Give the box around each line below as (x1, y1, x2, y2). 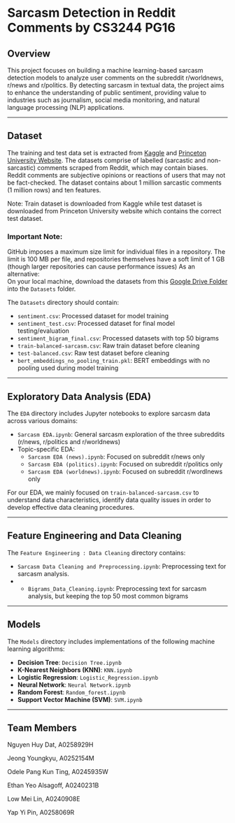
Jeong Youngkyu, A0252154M (7, 754, 94, 763)
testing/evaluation (17, 327, 70, 335)
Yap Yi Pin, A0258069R (7, 808, 75, 817)
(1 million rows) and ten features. (7, 185, 101, 194)
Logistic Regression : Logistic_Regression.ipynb (17, 673, 159, 681)
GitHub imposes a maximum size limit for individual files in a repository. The (7, 248, 226, 256)
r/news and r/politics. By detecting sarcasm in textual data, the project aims (7, 81, 225, 89)
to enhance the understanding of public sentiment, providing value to (7, 89, 206, 96)
